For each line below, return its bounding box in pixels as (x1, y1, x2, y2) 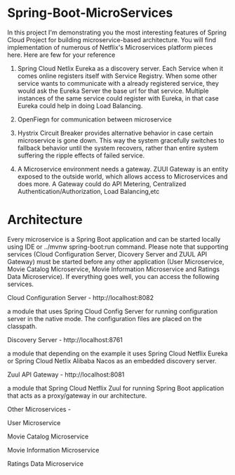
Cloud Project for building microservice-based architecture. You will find (7, 35, 216, 44)
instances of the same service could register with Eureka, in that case (17, 93, 219, 103)
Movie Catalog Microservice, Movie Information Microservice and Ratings (7, 265, 220, 273)
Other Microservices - (7, 405, 72, 413)
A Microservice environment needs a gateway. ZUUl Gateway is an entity (17, 164, 229, 173)
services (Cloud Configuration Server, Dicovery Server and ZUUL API (7, 249, 208, 258)
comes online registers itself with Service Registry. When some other (17, 72, 217, 80)
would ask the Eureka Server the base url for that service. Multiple (17, 86, 209, 95)
